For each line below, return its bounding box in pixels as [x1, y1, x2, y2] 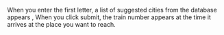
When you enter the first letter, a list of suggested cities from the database [7, 6, 217, 14]
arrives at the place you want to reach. [7, 21, 116, 28]
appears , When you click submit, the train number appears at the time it [7, 13, 211, 21]
